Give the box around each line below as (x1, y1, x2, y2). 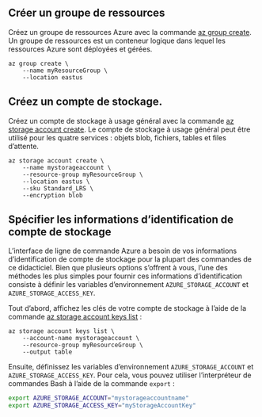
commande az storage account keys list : (8, 312, 142, 322)
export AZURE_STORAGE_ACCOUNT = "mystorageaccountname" (8, 394, 190, 403)
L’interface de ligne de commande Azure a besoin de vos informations (8, 246, 237, 256)
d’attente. (8, 141, 40, 151)
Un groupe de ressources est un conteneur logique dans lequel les (8, 36, 226, 45)
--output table (22, 348, 73, 356)
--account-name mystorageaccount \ (22, 335, 140, 342)
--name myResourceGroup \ (22, 67, 108, 75)
